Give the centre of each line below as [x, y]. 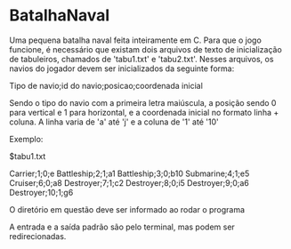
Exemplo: [26, 139]
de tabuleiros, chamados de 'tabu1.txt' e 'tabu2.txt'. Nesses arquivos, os [141, 59]
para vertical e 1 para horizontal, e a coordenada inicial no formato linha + [144, 112]
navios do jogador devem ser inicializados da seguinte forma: [122, 68]
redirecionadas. [38, 236]
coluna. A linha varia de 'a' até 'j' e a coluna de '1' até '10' [114, 122]
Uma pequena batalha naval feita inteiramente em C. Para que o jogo [136, 40]
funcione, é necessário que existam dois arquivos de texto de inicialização [145, 49]
